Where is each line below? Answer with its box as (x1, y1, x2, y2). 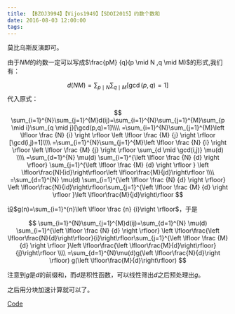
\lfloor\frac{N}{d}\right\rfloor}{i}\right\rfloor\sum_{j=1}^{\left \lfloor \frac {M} (7, 234, 229, 243)
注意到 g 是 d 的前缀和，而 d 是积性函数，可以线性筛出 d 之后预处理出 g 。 (7, 271, 205, 279)
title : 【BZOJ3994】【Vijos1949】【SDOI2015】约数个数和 (7, 10, 160, 18)
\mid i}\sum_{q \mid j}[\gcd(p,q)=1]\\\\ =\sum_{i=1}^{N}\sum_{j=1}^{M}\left (11, 123, 224, 132)
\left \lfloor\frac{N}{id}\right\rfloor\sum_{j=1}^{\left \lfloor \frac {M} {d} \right (8, 183, 228, 191)
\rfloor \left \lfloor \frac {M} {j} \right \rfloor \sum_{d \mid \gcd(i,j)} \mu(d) (12, 146, 224, 154)
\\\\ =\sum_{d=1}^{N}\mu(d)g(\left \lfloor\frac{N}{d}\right (57, 249, 221, 257)
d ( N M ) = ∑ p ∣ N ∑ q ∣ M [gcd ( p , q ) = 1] (67, 81, 169, 91)
